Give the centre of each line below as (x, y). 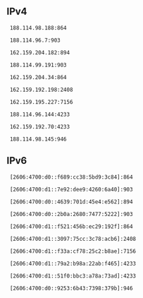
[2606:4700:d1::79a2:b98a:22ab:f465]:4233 (73, 263)
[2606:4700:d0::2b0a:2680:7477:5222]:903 (71, 214)
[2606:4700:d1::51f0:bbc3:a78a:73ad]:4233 (73, 276)
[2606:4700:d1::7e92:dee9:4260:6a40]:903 (71, 189)
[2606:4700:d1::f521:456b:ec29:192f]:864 (71, 226)
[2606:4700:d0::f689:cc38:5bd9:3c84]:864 (71, 177)
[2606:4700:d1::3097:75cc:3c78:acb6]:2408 (73, 239)
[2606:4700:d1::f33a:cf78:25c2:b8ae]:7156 (73, 251)
